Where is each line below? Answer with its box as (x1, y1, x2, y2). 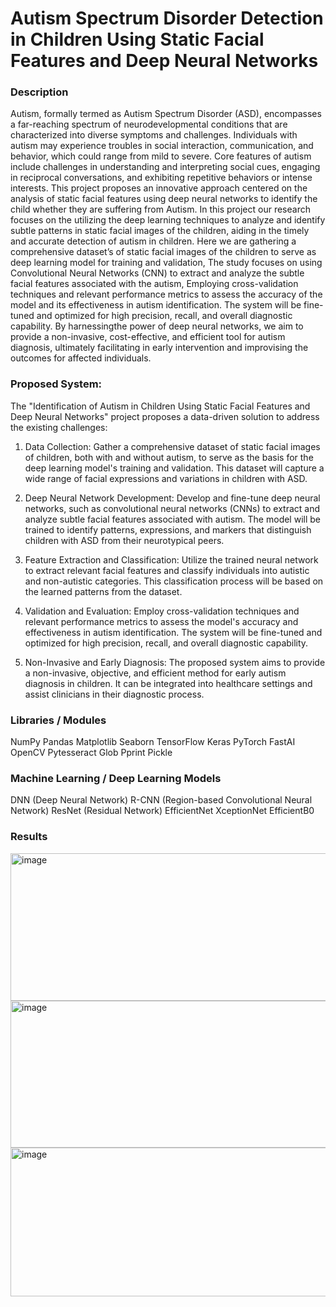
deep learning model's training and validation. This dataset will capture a (24, 462, 325, 474)
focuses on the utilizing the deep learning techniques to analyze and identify (10, 214, 326, 226)
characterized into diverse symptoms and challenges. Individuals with (10, 129, 298, 141)
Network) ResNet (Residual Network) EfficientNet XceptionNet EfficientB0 (10, 805, 315, 817)
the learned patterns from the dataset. (24, 585, 183, 597)
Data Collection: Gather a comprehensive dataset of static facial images (24, 440, 321, 452)
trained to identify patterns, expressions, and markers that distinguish (24, 523, 312, 536)
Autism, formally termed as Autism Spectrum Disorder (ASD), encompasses (10, 108, 322, 120)
